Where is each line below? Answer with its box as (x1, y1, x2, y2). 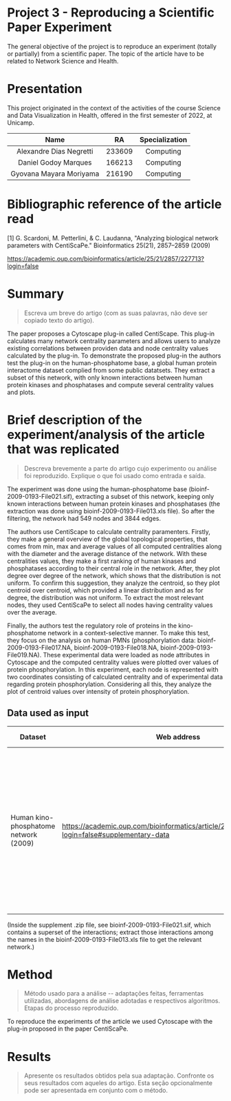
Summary (7, 286, 64, 301)
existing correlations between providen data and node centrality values (7, 344, 208, 352)
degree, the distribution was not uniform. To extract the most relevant (7, 593, 204, 601)
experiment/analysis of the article (7, 426, 205, 442)
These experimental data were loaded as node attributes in (43, 650, 210, 659)
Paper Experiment (7, 19, 112, 35)
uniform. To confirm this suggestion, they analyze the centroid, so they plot (7, 579, 220, 587)
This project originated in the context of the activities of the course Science (7, 103, 221, 112)
